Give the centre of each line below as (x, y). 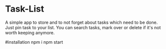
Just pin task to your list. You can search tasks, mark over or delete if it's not (83, 27)
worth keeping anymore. (30, 33)
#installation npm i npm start (34, 42)
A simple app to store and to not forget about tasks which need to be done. (82, 22)
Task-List (25, 9)
